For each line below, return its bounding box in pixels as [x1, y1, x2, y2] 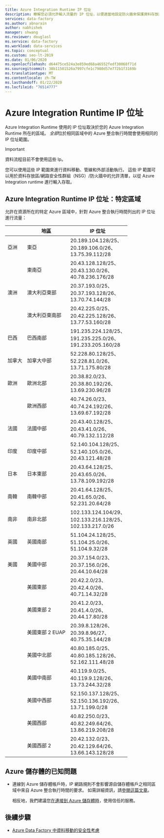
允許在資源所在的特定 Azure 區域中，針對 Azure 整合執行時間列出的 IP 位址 [5, 209, 156, 215]
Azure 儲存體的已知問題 [5, 767, 77, 775]
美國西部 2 [27, 742, 51, 749]
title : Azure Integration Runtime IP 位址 [5, 7, 91, 12]
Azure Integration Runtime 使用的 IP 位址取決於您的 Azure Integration [5, 124, 144, 130]
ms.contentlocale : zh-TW [5, 75, 56, 80]
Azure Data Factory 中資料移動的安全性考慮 [12, 827, 100, 833]
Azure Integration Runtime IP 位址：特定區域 [5, 194, 141, 203]
